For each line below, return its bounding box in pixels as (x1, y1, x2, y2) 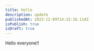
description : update (5, 12, 49, 17)
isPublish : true (5, 21, 39, 27)
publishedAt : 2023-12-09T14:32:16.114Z (5, 17, 89, 22)
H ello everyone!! (5, 40, 39, 46)
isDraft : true (5, 26, 35, 31)
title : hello (5, 7, 33, 13)
